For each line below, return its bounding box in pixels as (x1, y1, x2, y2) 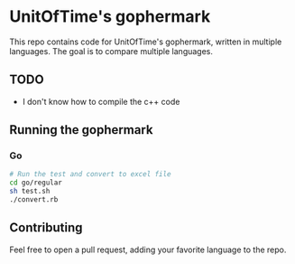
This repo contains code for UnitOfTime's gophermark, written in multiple (9, 36, 282, 47)
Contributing (9, 220, 83, 236)
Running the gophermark (9, 122, 153, 137)
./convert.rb (9, 195, 59, 204)
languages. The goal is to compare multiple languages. (9, 45, 214, 56)
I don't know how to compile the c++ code (22, 96, 180, 107)
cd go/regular (9, 178, 63, 187)
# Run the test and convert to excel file (9, 170, 171, 179)
